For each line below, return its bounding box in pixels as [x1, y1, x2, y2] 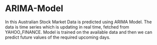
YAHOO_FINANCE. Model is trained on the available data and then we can [5, 29, 153, 35]
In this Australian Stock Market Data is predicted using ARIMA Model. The [5, 19, 152, 25]
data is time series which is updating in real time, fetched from [5, 24, 129, 30]
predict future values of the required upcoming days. [5, 34, 110, 40]
